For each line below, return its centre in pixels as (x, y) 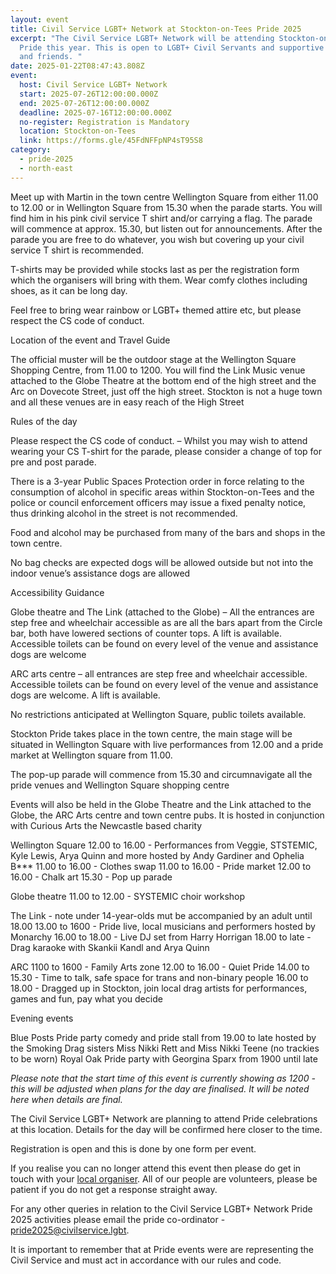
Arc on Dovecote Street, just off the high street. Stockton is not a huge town (166, 391)
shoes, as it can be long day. (69, 290)
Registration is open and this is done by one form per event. (133, 1148)
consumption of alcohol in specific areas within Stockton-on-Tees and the (162, 492)
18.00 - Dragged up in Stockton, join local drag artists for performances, (159, 988)
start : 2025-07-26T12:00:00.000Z (89, 94)
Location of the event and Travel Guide (90, 340)
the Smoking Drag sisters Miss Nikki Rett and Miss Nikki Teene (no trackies (165, 1048)
